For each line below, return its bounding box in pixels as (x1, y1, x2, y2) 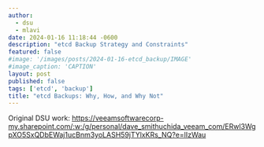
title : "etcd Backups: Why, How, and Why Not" (8, 92, 164, 100)
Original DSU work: (8, 113, 71, 123)
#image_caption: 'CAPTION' (8, 63, 97, 71)
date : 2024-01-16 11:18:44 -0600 (8, 33, 118, 42)
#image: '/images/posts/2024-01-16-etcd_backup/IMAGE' (8, 56, 192, 64)
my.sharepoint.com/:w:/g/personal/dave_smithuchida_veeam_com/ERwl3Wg (8, 122, 256, 131)
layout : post (8, 70, 51, 78)
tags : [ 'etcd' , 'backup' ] (8, 84, 93, 93)
